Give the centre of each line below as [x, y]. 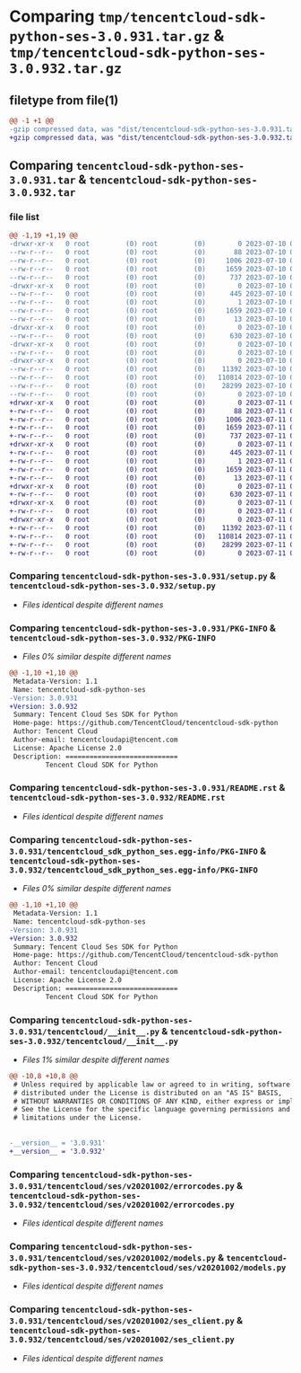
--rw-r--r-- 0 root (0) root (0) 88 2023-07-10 [148, 252]
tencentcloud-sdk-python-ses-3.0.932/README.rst [117, 798]
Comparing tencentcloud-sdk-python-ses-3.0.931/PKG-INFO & [142, 628]
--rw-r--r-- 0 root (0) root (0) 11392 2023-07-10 [148, 369]
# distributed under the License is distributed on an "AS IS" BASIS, [147, 1093]
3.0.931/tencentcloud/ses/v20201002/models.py [113, 1258]
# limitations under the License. [77, 1118]
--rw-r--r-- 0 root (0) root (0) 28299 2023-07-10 [148, 386]
